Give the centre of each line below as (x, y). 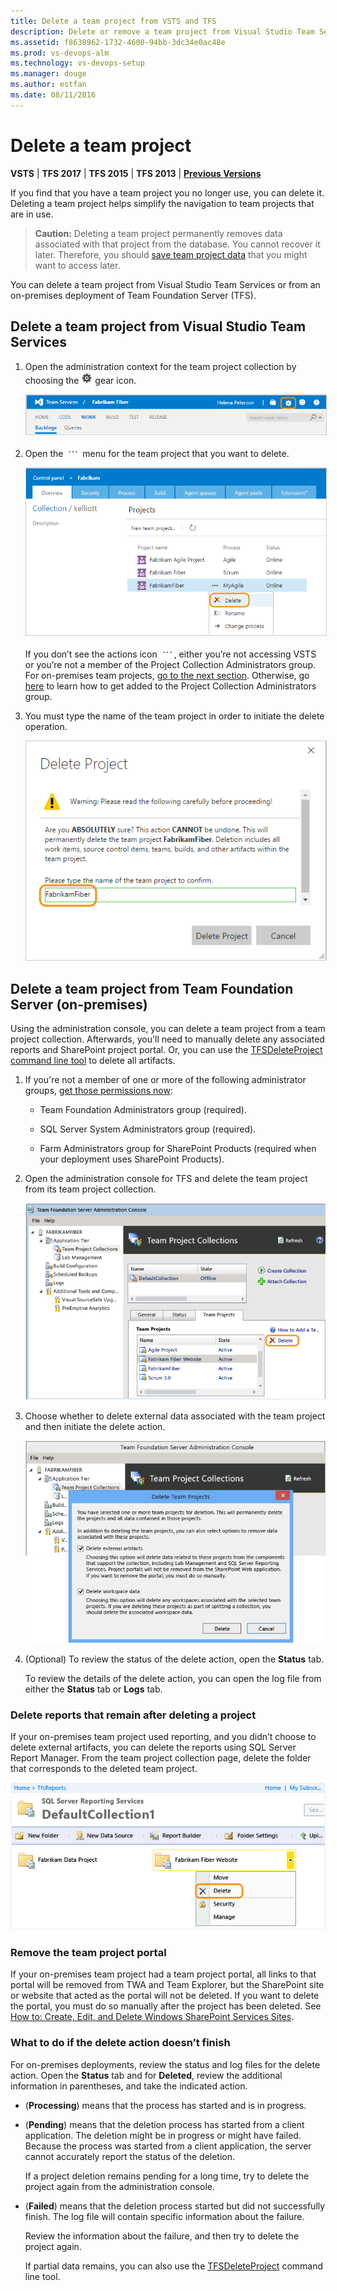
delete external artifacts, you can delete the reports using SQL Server (153, 1747)
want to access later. (77, 265)
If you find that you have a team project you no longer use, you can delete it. (167, 192)
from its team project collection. (90, 1189)
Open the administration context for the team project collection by (160, 366)
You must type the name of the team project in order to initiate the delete (174, 716)
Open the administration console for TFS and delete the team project (166, 1178)
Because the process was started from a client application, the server (168, 2146)
